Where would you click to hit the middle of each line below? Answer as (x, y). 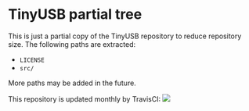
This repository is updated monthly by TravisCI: (85, 98)
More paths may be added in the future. (72, 83)
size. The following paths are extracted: (72, 44)
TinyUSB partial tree (75, 14)
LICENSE (32, 60)
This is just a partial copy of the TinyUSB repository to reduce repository (125, 36)
